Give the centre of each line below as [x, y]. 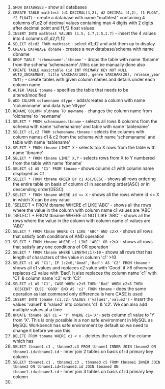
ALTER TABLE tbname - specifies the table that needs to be [70, 90]
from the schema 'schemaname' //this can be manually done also [79, 65]
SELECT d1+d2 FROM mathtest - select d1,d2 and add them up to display [84, 44]
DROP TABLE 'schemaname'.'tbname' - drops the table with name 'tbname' [86, 59]
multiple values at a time [37, 309]
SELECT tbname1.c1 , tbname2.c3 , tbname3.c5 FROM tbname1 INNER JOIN [86, 362]
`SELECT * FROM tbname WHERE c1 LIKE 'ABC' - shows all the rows [82, 205]
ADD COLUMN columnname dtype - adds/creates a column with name [79, 100]
